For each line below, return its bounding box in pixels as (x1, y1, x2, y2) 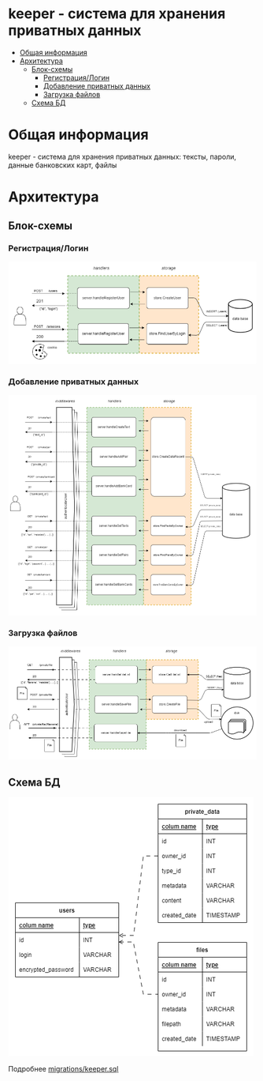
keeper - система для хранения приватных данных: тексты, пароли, (8, 152, 237, 161)
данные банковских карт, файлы (8, 160, 117, 170)
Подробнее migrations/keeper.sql (8, 1064, 119, 1074)
